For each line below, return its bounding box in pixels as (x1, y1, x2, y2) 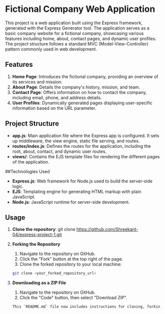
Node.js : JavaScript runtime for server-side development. (12, 199, 130, 205)
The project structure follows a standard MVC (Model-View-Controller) (5, 41, 149, 46)
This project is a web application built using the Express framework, (5, 20, 143, 26)
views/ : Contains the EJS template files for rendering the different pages (12, 153, 160, 159)
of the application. (12, 159, 49, 165)
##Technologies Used (5, 168, 50, 174)
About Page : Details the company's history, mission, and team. (12, 84, 140, 90)
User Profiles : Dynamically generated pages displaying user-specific (12, 100, 153, 106)
